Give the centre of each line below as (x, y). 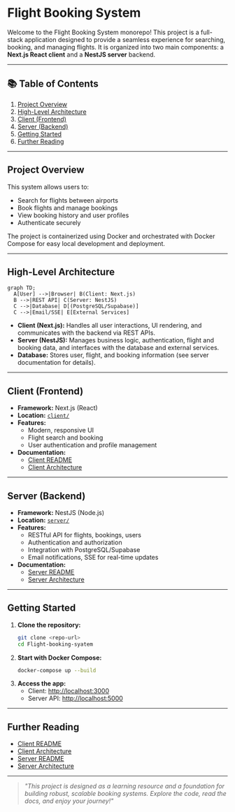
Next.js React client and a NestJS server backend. (81, 55)
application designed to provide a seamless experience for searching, (125, 39)
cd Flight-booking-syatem (55, 644)
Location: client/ (43, 415)
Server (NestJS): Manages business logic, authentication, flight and (116, 340)
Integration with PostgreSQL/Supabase (84, 550)
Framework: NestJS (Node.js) (61, 513)
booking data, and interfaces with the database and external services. (118, 348)
